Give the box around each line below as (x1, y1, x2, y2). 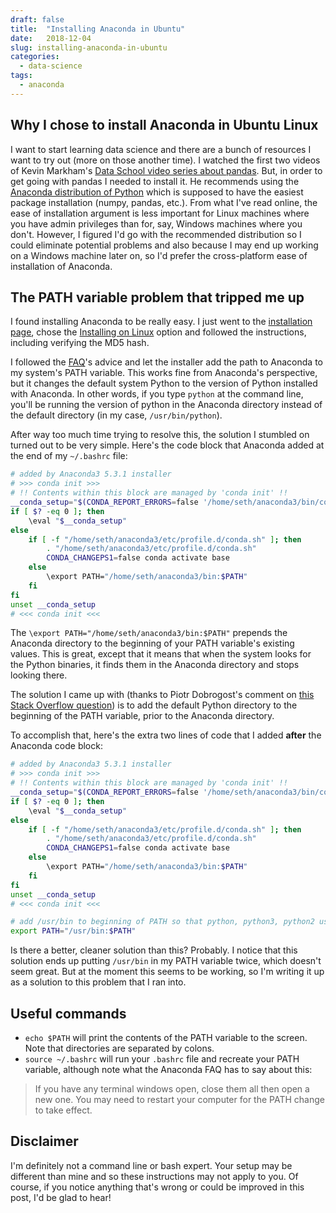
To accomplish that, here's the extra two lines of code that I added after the (10, 729, 322, 741)
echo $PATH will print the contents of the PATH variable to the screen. (24, 1031, 308, 1043)
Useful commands (10, 1005, 127, 1022)
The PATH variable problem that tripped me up (10, 289, 305, 306)
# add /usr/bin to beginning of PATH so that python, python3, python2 (10, 917, 315, 927)
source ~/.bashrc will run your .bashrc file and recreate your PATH (24, 1052, 300, 1065)
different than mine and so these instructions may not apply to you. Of (10, 1170, 299, 1182)
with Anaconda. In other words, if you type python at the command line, (10, 388, 304, 400)
